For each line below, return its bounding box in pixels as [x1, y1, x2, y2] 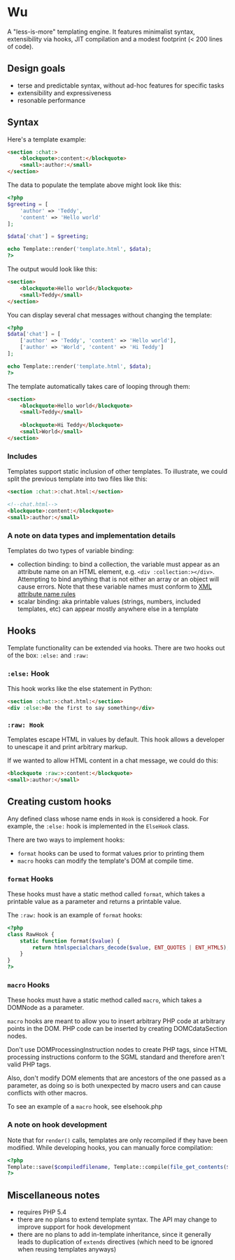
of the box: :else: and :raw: [7, 651, 90, 659]
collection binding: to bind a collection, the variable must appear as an [17, 560, 220, 568]
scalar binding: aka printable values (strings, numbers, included [17, 597, 201, 605]
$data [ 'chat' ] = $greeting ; [7, 233, 90, 240]
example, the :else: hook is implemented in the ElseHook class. [7, 821, 190, 830]
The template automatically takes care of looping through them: [7, 382, 191, 390]
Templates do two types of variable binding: [7, 546, 134, 554]
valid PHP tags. [7, 1060, 51, 1069]
